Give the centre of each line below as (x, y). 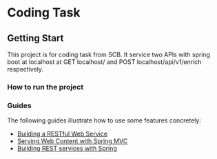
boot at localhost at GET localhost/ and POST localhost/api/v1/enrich (104, 62)
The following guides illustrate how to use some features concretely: (104, 120)
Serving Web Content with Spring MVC (72, 141)
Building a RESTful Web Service (62, 134)
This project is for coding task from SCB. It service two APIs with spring (109, 54)
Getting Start (35, 38)
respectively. (25, 69)
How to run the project (45, 87)
